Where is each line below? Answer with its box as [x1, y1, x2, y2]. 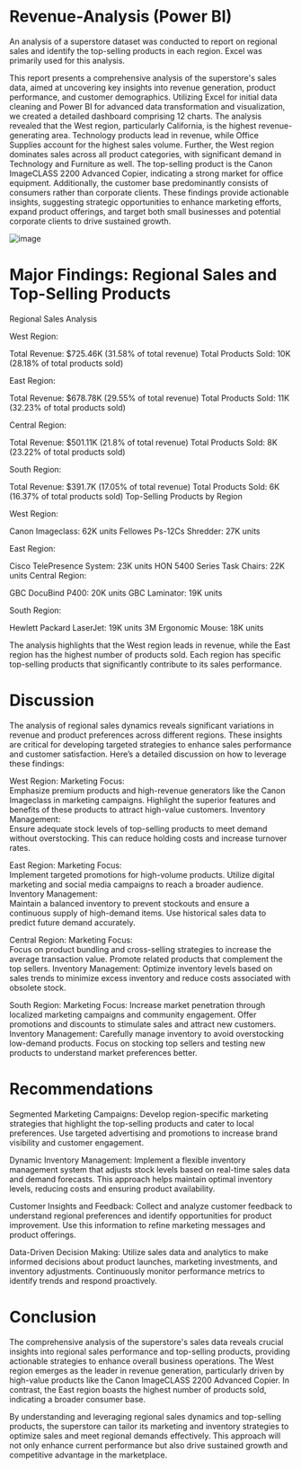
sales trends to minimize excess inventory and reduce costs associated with [9, 972, 291, 983]
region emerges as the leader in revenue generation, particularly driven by [9, 1365, 285, 1376]
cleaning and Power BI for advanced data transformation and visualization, [9, 101, 286, 111]
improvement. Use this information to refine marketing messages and [9, 1219, 266, 1230]
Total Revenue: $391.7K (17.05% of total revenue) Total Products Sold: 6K [9, 481, 280, 491]
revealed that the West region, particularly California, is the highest [9, 119, 257, 131]
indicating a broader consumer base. [9, 1394, 146, 1404]
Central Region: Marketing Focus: [9, 934, 133, 945]
